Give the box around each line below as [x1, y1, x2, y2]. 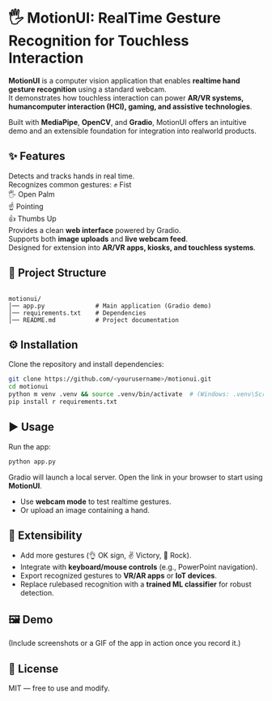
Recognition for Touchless [8, 32, 189, 50]
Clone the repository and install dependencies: [8, 359, 164, 369]
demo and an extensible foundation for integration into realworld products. [8, 126, 257, 135]
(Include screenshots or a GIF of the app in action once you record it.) [8, 639, 241, 648]
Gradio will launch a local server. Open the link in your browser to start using [8, 472, 263, 482]
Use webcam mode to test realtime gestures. [19, 497, 172, 506]
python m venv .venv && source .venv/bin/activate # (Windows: [8, 390, 230, 398]
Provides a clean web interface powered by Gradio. [8, 225, 181, 234]
